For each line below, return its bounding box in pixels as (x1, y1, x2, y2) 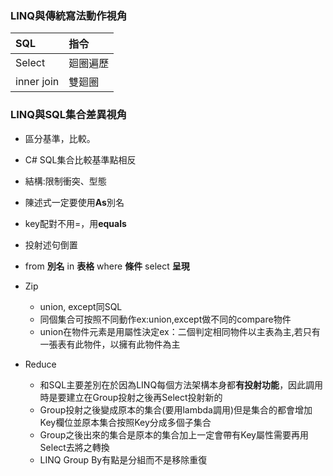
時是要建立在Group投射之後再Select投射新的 (39, 391, 223, 403)
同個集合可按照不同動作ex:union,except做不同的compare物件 (39, 313, 292, 325)
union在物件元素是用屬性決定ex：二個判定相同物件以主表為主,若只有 (39, 325, 321, 337)
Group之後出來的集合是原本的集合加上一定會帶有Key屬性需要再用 (39, 428, 309, 441)
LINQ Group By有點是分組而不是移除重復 (39, 453, 208, 466)
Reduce (24, 358, 57, 370)
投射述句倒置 (24, 238, 78, 251)
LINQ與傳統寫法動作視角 (10, 8, 128, 22)
